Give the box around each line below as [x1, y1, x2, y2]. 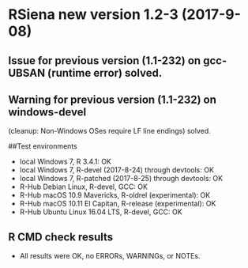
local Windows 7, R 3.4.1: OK [19, 157, 112, 167]
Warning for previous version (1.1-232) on [8, 92, 217, 106]
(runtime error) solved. [47, 66, 163, 80]
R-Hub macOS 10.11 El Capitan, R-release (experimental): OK [19, 199, 216, 209]
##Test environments [8, 142, 77, 151]
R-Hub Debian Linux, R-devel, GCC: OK [19, 182, 148, 191]
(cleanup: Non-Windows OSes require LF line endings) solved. [8, 126, 211, 136]
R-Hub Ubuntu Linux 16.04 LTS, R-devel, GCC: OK [19, 207, 183, 217]
